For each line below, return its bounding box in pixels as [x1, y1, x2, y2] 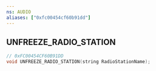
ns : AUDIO [6, 8, 32, 15]
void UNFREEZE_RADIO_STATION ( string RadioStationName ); [6, 59, 151, 65]
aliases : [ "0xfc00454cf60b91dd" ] [6, 15, 91, 21]
